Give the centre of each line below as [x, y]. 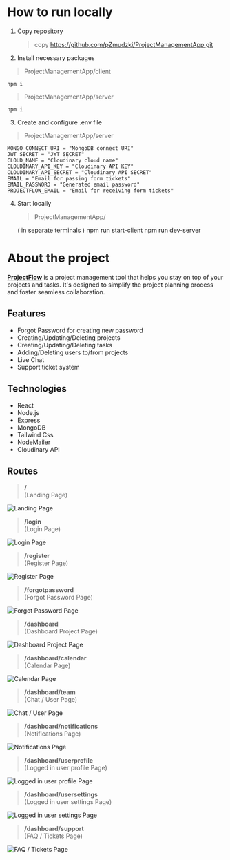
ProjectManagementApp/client [67, 71]
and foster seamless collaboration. [56, 292]
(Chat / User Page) [51, 700]
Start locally [34, 203]
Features [27, 314]
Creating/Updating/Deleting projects [69, 337]
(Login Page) [42, 529]
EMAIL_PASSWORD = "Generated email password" [73, 184]
